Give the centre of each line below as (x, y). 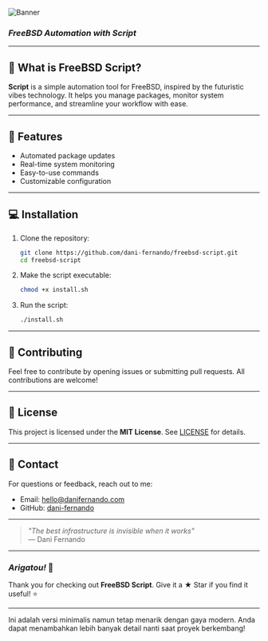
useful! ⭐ (23, 593)
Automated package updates (67, 155)
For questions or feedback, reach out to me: (81, 484)
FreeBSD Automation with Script (73, 33)
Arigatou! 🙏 (31, 567)
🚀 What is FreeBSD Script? (75, 68)
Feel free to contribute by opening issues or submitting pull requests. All (126, 372)
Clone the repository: (55, 238)
